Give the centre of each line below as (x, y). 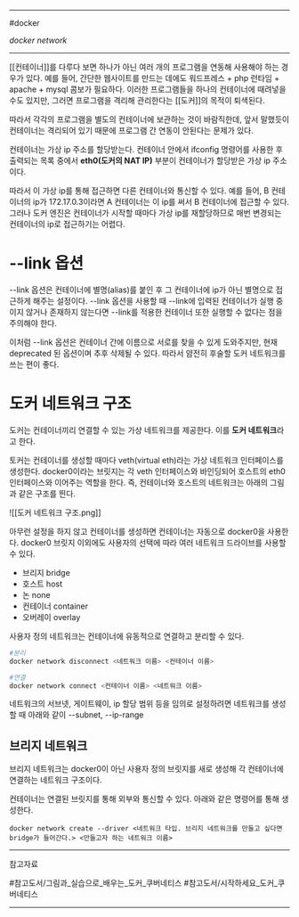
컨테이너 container (55, 606)
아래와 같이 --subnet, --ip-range (86, 715)
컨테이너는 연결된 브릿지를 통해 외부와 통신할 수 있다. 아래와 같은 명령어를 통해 (145, 799)
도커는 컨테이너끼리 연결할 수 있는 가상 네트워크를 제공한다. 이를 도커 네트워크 (143, 430)
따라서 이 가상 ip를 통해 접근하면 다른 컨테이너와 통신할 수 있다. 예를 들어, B (139, 191)
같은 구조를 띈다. (47, 493)
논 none (36, 594)
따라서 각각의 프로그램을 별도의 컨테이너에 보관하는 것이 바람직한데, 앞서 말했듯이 (149, 119)
